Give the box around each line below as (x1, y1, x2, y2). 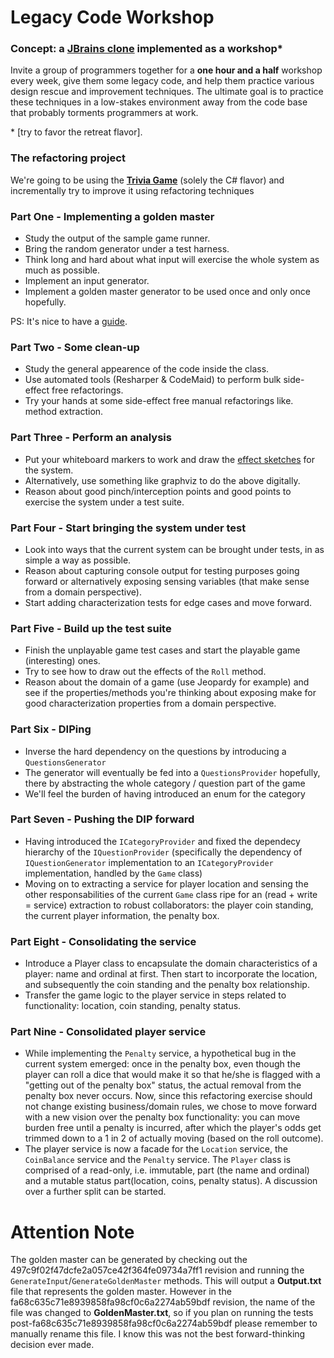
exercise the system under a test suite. (24, 496, 185, 508)
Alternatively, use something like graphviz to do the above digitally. (24, 474, 301, 486)
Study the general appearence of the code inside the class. (24, 363, 270, 375)
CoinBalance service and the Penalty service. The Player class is (24, 1154, 292, 1166)
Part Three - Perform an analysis (10, 431, 172, 445)
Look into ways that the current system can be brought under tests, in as (24, 543, 325, 555)
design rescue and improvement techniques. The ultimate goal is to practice (10, 86, 324, 98)
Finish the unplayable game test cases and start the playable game (24, 644, 301, 656)
